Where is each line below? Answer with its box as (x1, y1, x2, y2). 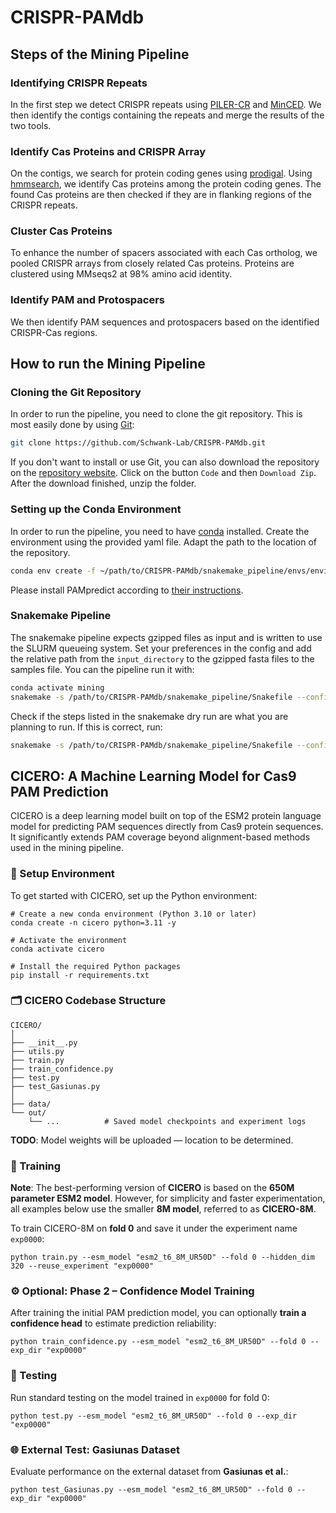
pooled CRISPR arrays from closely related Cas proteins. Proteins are (10, 257, 295, 270)
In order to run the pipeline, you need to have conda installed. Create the (10, 525, 310, 537)
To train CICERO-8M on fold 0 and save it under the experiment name (10, 1222, 298, 1235)
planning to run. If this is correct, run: (10, 721, 163, 733)
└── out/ (10, 1107, 47, 1118)
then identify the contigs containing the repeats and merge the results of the (10, 109, 325, 121)
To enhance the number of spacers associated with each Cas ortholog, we (10, 247, 318, 259)
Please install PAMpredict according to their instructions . (10, 584, 244, 596)
